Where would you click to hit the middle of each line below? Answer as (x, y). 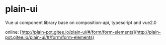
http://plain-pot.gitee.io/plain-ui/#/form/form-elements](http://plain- (91, 32)
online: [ (13, 32)
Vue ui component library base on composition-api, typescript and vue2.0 (81, 22)
